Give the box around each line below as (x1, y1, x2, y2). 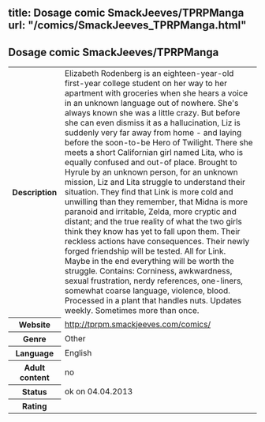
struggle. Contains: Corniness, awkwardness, (64, 266, 233, 277)
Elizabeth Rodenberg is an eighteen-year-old (64, 68, 234, 79)
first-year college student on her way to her (64, 78, 227, 89)
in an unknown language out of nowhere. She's (64, 98, 239, 109)
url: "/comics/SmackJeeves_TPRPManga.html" (8, 19, 247, 32)
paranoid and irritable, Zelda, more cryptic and (64, 206, 237, 217)
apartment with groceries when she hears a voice (64, 88, 248, 99)
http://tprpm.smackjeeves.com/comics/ (64, 318, 211, 330)
